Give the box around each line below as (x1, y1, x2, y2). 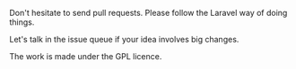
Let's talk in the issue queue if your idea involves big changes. (9, 34, 239, 44)
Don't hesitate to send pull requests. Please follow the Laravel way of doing (9, 8, 288, 18)
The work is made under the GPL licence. (9, 51, 162, 61)
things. (9, 17, 35, 27)
